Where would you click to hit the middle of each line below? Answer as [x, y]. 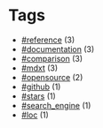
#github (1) [41, 87]
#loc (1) [35, 115]
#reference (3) [48, 40]
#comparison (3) [52, 58]
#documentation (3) [58, 49]
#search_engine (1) [56, 105]
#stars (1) [39, 96]
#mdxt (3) [40, 68]
